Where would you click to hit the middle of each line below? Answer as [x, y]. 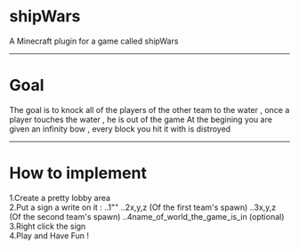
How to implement [78, 173]
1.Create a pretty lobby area [60, 198]
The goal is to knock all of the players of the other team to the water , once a [149, 109]
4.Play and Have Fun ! [49, 235]
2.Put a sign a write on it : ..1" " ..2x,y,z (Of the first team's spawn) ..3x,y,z [143, 207]
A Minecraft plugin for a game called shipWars [94, 41]
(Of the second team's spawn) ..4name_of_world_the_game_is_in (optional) [147, 216]
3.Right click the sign [48, 226]
